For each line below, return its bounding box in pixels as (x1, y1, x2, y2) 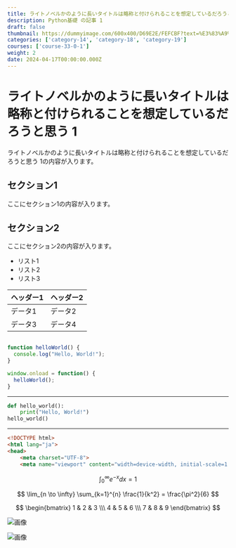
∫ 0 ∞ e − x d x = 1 (98, 474, 138, 485)
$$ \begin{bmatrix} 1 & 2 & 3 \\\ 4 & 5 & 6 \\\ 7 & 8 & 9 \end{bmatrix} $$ (15, 504, 221, 512)
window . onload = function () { (7, 370, 96, 377)
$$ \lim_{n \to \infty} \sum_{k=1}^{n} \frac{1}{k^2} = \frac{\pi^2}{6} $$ (17, 490, 219, 499)
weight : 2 (7, 50, 37, 57)
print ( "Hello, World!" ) (20, 409, 90, 416)
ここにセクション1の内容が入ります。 (7, 200, 114, 208)
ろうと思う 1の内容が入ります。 (7, 157, 98, 165)
